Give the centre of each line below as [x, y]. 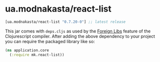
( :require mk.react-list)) [37, 55]
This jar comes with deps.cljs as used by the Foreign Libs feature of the [78, 31]
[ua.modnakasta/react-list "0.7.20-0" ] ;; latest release [65, 22]
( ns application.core [27, 50]
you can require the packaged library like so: [50, 41]
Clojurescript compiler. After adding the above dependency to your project [80, 36]
